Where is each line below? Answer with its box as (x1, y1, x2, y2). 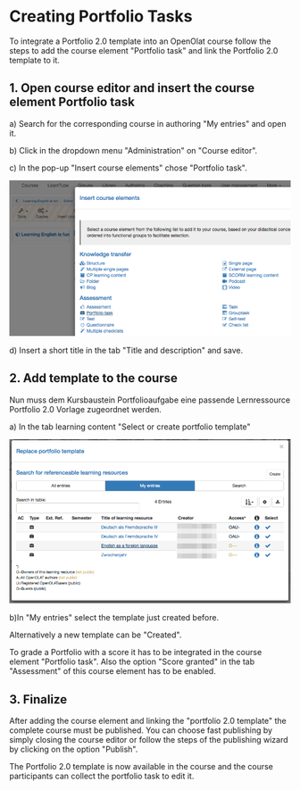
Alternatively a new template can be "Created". (9, 629, 182, 640)
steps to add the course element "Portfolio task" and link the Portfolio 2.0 (9, 45, 279, 55)
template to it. (9, 54, 61, 65)
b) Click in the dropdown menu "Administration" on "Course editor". (9, 145, 258, 155)
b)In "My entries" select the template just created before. (9, 612, 220, 623)
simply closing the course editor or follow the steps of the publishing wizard (9, 735, 288, 745)
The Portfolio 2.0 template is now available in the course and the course (9, 761, 274, 772)
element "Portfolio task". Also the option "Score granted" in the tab (9, 656, 255, 667)
